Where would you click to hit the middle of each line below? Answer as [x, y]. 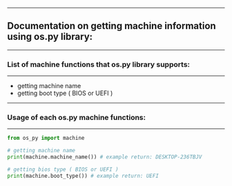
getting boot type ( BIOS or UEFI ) [65, 93]
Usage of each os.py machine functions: [77, 118]
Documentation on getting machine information [112, 26]
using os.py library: [50, 37]
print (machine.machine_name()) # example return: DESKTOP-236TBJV [105, 157]
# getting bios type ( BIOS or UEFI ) [63, 169]
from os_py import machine [46, 138]
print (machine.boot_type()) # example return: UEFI [83, 176]
